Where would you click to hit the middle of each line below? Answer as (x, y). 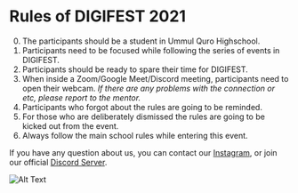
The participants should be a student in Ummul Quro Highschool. (141, 41)
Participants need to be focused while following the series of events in (151, 50)
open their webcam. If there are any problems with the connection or (149, 88)
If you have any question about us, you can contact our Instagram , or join (143, 152)
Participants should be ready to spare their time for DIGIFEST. (135, 69)
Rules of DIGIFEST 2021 (98, 16)
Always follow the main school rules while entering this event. (135, 135)
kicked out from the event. (70, 125)
